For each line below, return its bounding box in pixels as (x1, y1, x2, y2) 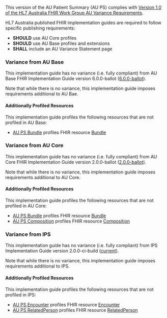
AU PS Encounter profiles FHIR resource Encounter (12, 301, 120, 308)
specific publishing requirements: (5, 25, 75, 31)
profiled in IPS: (5, 291, 36, 298)
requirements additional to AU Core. (5, 174, 80, 180)
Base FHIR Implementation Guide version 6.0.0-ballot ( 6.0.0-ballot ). (5, 76, 147, 82)
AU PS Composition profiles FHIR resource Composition (12, 218, 130, 224)
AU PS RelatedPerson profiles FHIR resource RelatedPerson (12, 307, 138, 313)
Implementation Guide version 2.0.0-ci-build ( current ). (5, 248, 119, 254)
